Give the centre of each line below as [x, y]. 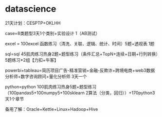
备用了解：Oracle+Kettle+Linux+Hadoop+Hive [52, 109]
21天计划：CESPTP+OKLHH [33, 23]
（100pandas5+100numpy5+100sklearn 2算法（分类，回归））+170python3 [80, 93]
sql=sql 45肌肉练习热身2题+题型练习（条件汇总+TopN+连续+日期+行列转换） [81, 54]
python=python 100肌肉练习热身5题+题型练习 [51, 86]
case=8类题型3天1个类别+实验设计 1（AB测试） [53, 33]
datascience [31, 9]
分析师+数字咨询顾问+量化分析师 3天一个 [46, 76]
